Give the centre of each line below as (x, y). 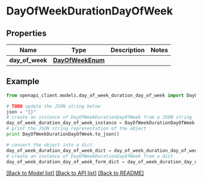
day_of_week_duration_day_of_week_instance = (64, 123)
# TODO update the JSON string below (54, 106)
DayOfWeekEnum (79, 60)
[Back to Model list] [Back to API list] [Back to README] (75, 173)
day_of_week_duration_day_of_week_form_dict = (66, 162)
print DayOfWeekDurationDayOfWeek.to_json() (63, 134)
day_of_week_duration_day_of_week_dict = (59, 150)
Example (23, 81)
